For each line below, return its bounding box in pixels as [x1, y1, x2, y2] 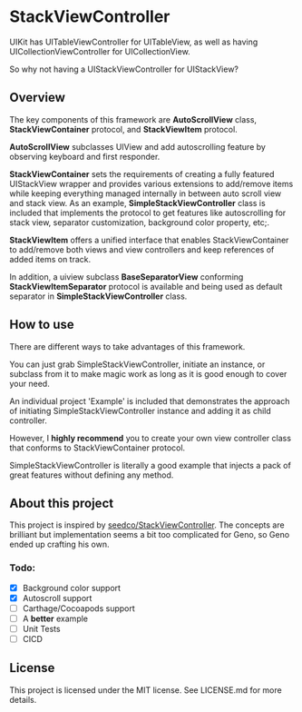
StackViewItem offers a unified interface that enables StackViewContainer [9, 234, 289, 245]
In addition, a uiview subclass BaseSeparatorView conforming [9, 271, 244, 282]
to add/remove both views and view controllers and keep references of [9, 243, 275, 255]
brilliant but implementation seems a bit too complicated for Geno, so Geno [9, 529, 290, 540]
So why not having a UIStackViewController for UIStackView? [9, 64, 239, 74]
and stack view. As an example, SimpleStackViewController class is [9, 197, 266, 208]
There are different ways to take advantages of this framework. [9, 341, 246, 351]
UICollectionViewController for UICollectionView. [9, 45, 190, 56]
